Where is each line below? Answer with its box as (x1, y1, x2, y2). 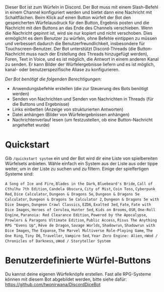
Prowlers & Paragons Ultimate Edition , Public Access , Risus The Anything (5, 217, 157, 222)
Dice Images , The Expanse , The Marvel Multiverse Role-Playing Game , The (5, 227, 153, 233)
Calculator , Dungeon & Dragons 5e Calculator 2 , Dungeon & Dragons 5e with (5, 196, 159, 202)
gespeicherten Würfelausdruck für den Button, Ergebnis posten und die (5, 20, 149, 25)
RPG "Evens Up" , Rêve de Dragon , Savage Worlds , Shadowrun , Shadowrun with (5, 222, 156, 228)
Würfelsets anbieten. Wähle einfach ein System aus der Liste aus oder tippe (5, 160, 158, 166)
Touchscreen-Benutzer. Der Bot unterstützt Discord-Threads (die (5, 46, 136, 51)
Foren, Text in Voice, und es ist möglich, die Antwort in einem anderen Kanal (5, 56, 159, 62)
